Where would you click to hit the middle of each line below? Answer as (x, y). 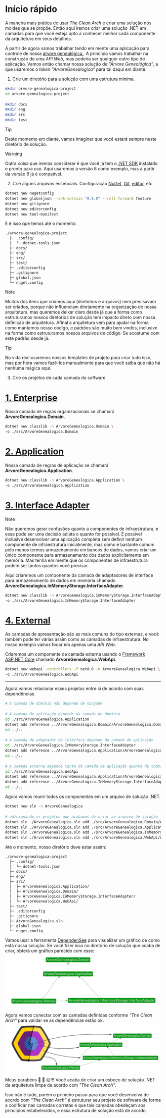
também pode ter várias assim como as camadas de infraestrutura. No (77, 639)
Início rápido (31, 9)
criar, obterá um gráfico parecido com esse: (50, 951)
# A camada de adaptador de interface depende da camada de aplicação (79, 740)
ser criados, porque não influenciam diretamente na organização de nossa (81, 307)
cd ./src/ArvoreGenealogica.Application (47, 719)
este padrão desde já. (27, 338)
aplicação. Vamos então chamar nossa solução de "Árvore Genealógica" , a (82, 64)
